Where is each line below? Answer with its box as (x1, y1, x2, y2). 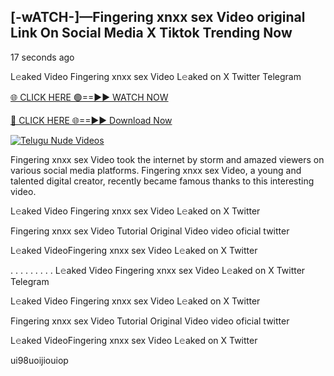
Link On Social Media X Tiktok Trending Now (10, 25, 293, 42)
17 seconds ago (10, 51, 75, 63)
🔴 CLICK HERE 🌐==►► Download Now (10, 114, 173, 126)
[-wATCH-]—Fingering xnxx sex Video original (10, 9, 306, 26)
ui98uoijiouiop (10, 354, 69, 366)
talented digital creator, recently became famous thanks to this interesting (10, 175, 315, 187)
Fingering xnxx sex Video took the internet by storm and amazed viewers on (10, 153, 325, 165)
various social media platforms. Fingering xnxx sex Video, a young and (10, 164, 302, 176)
